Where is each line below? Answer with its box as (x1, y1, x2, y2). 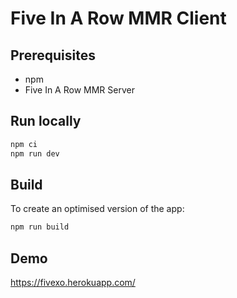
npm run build (10, 222, 70, 232)
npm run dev (10, 148, 60, 159)
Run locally (10, 113, 82, 130)
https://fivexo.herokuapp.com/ (10, 277, 136, 289)
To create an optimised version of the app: (10, 203, 185, 215)
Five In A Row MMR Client (10, 7, 227, 30)
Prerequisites (10, 47, 96, 64)
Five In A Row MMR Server (24, 84, 135, 96)
